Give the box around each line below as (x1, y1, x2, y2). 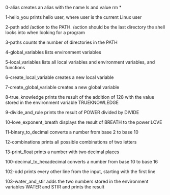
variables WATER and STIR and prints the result (5, 184, 105, 190)
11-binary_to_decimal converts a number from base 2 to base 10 (5, 129, 139, 135)
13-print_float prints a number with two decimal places (5, 149, 120, 155)
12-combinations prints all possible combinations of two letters (5, 139, 137, 145)
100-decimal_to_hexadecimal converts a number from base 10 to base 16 (5, 159, 158, 164)
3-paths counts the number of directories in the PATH (5, 39, 118, 45)
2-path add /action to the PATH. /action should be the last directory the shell (5, 24, 165, 30)
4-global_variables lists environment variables (5, 49, 102, 55)
